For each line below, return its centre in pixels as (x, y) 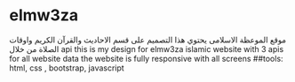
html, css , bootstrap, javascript (67, 68)
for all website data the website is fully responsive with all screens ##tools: (146, 58)
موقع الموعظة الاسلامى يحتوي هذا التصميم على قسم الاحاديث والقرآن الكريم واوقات (148, 40)
